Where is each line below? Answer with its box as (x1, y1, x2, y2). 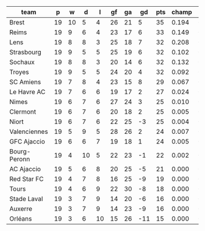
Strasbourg (9, 48, 41, 56)
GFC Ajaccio (9, 137, 46, 145)
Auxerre (9, 205, 32, 213)
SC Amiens (9, 78, 41, 86)
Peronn (9, 155, 31, 163)
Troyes (9, 68, 29, 76)
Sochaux (9, 58, 35, 66)
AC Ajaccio (9, 165, 41, 173)
